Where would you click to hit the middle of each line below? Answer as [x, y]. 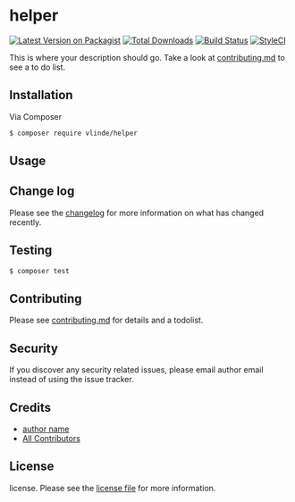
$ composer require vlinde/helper [74, 133]
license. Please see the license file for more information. [113, 488]
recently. [25, 222]
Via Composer [36, 116]
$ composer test [39, 271]
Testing [31, 251]
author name [46, 429]
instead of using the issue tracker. [72, 380]
